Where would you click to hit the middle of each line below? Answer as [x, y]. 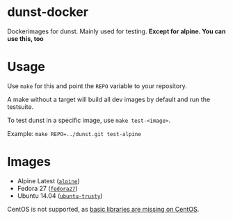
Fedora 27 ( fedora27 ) [47, 188]
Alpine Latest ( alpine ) [48, 180]
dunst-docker [48, 12]
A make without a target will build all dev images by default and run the [109, 99]
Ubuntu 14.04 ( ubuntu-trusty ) [60, 196]
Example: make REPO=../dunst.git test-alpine [74, 133]
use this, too [25, 38]
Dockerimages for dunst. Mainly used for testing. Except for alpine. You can [116, 31]
